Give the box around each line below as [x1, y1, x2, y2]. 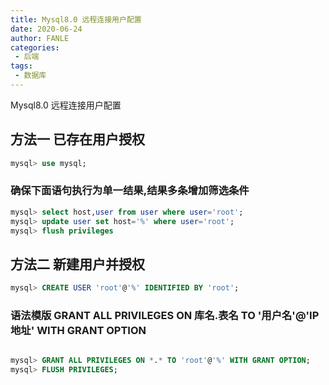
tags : [10, 61, 33, 71]
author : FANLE [10, 33, 70, 43]
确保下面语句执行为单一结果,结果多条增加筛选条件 [10, 184, 250, 198]
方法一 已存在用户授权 [10, 131, 145, 148]
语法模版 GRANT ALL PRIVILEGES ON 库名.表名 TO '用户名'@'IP [10, 309, 320, 323]
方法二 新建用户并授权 [10, 256, 145, 273]
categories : [10, 42, 60, 53]
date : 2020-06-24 [10, 24, 83, 34]
